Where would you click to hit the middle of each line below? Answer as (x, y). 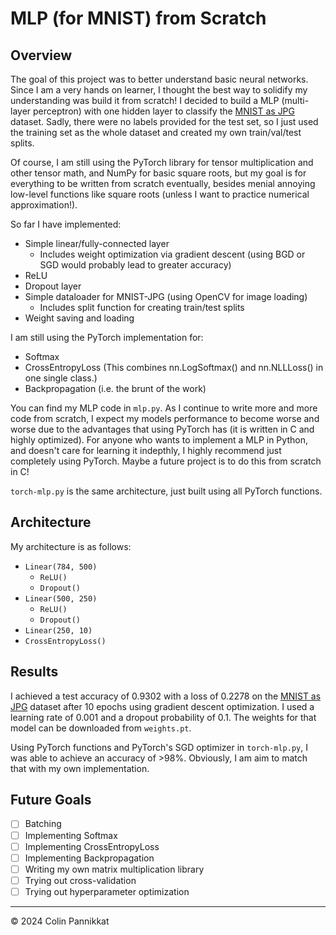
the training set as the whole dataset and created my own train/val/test (156, 132)
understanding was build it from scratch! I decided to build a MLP (145, 100)
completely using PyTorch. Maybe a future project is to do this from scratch (166, 461)
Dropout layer (53, 286)
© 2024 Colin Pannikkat (60, 921)
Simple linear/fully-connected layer (97, 243)
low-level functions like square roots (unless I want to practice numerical (160, 194)
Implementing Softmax (71, 835)
